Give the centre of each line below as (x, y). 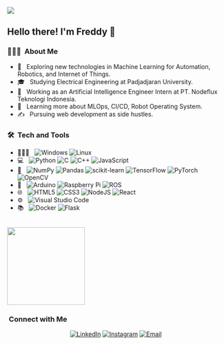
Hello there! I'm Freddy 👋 (61, 32)
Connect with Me (38, 319)
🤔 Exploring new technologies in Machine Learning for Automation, (114, 66)
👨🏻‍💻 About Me (33, 52)
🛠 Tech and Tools (39, 135)
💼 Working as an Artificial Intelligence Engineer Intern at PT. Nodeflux (117, 91)
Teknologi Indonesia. (47, 99)
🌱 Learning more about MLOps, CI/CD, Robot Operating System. (110, 106)
